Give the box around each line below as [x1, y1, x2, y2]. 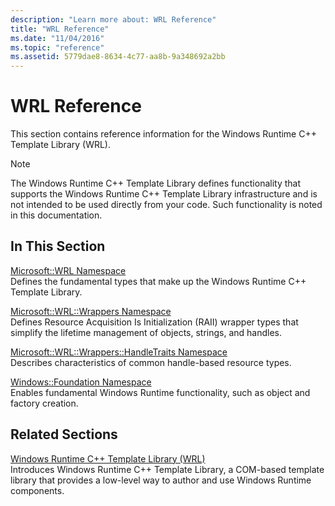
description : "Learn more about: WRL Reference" [10, 14, 217, 25]
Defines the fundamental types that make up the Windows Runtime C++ [10, 275, 307, 287]
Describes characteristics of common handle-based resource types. [10, 356, 292, 368]
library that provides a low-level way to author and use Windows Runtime [10, 474, 312, 486]
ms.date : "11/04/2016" [10, 33, 105, 43]
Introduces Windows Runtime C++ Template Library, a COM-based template [10, 463, 325, 475]
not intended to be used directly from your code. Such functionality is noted [10, 199, 323, 211]
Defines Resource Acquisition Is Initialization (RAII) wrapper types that [10, 316, 299, 328]
